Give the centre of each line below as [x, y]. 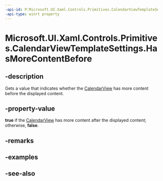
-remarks [19, 140]
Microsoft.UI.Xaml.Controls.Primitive [81, 38]
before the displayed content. [34, 93]
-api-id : [14, 9]
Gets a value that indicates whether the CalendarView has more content [77, 88]
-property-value [30, 108]
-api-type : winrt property [32, 14]
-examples [22, 157]
